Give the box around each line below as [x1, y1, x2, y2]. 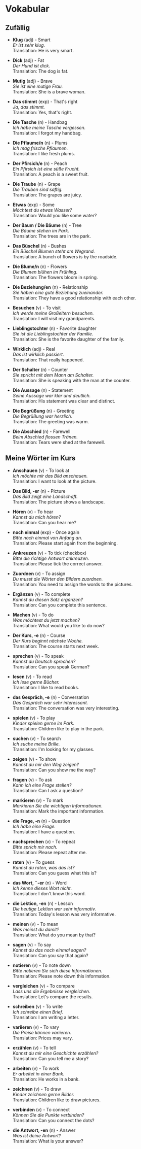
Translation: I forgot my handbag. [12, 130, 82, 136]
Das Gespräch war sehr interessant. [12, 699, 88, 705]
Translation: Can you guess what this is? [12, 870, 97, 876]
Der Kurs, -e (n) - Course [12, 632, 66, 638]
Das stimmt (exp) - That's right [12, 98, 78, 105]
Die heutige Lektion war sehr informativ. [12, 905, 97, 911]
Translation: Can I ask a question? [12, 787, 83, 793]
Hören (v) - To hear [12, 509, 54, 515]
